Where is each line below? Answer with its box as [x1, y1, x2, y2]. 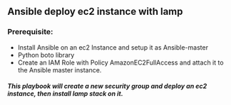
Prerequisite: [7, 27, 53, 37]
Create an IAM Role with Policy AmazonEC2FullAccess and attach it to [17, 58, 224, 67]
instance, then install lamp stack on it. [7, 89, 123, 98]
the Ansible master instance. [17, 65, 102, 74]
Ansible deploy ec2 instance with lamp [7, 6, 183, 18]
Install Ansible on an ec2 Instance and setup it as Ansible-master [17, 43, 209, 52]
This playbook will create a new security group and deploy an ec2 [7, 82, 207, 91]
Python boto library [17, 50, 75, 59]
